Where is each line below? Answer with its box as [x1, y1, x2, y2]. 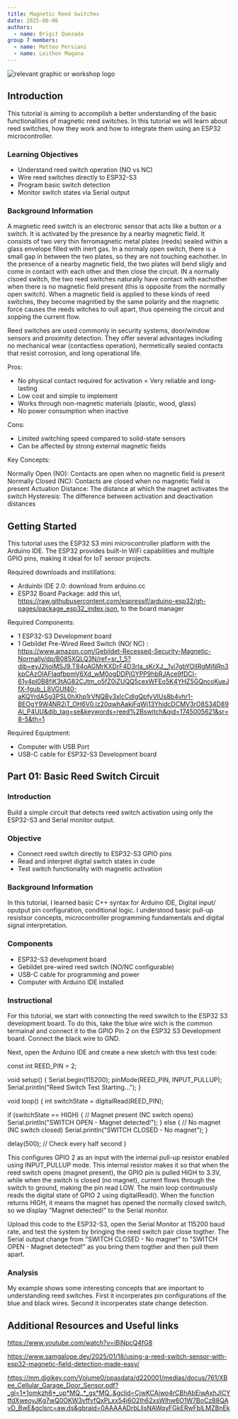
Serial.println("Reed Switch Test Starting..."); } [7, 1083, 142, 1091]
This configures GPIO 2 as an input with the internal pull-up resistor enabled [7, 1153, 229, 1162]
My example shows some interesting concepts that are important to [7, 1284, 205, 1293]
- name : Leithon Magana [13, 50, 84, 58]
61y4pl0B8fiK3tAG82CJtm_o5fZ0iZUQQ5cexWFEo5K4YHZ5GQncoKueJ [17, 677, 229, 686]
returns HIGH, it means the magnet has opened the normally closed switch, [7, 1198, 227, 1207]
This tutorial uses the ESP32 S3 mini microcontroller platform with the [7, 539, 210, 548]
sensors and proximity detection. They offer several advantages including [7, 334, 222, 342]
